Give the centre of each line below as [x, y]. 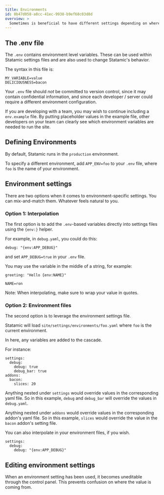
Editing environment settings [50, 465]
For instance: [18, 350]
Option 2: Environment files [38, 305]
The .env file [24, 43]
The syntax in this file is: [30, 69]
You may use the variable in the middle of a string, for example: [69, 266]
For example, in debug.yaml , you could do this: [51, 238]
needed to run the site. [28, 127]
